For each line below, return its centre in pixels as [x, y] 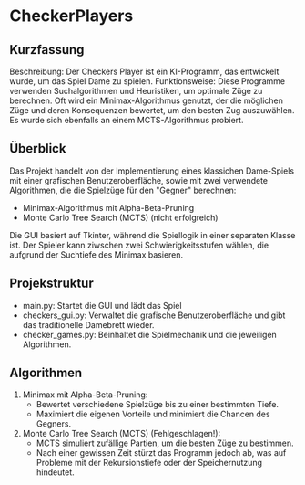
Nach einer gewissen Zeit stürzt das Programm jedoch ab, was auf [161, 453]
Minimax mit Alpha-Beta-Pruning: [85, 395]
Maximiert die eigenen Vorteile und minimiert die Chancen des [153, 414]
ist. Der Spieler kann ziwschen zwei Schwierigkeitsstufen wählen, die [139, 245]
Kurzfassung [47, 50]
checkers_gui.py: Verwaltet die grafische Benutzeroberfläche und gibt [154, 315]
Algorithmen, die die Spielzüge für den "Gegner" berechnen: [123, 190]
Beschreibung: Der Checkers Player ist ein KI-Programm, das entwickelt [144, 71]
